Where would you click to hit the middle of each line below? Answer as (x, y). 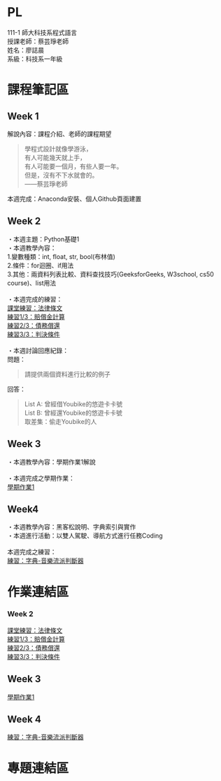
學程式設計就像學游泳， (58, 149)
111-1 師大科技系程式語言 (42, 32)
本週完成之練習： (32, 552)
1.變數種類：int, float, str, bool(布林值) (61, 256)
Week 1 (23, 116)
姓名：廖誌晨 (26, 50)
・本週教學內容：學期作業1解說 (51, 462)
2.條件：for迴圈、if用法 (41, 265)
